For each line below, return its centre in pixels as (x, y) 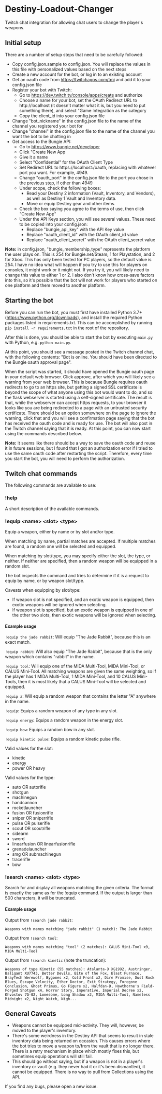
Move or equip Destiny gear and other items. (71, 203)
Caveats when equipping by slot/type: (43, 590)
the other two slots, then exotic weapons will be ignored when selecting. (84, 615)
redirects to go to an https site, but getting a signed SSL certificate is (74, 387)
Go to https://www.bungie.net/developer (59, 146)
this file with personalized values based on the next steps (69, 69)
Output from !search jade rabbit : (39, 920)
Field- (148, 986)
